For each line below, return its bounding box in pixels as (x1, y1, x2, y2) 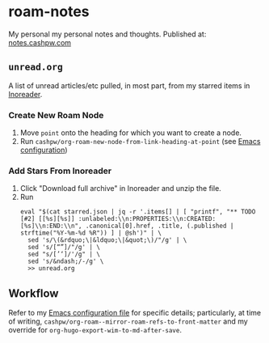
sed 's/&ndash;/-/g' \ (27, 257, 104, 265)
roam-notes (8, 2, 90, 21)
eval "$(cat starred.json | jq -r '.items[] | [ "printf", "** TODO (19, 208, 256, 216)
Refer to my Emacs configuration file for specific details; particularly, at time (8, 308, 261, 318)
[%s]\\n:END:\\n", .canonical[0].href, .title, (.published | (19, 222, 234, 231)
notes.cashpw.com (8, 37, 71, 47)
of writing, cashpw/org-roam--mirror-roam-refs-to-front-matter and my (8, 316, 248, 326)
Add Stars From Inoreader (8, 165, 111, 176)
